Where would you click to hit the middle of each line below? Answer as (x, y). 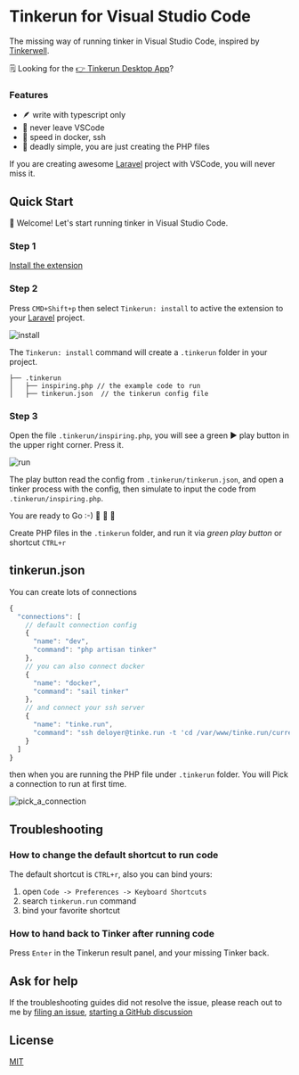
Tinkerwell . (29, 50)
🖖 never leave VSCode (63, 128)
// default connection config (81, 625)
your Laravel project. (47, 318)
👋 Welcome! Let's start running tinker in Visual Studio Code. (119, 223)
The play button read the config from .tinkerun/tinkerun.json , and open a (147, 479)
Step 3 (24, 416)
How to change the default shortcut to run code (114, 855)
